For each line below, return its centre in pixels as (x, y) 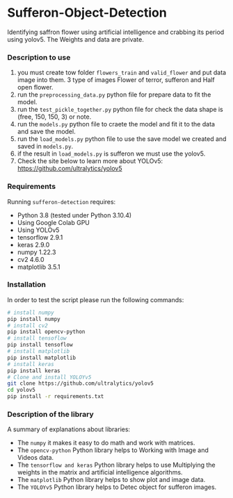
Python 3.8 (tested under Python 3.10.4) (74, 215)
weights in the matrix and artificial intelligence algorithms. (100, 472)
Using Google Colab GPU (54, 222)
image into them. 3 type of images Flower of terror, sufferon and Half (116, 80)
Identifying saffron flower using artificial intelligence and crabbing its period (116, 32)
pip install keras (34, 371)
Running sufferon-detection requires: (62, 201)
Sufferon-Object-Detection (87, 13)
